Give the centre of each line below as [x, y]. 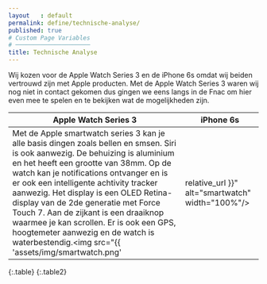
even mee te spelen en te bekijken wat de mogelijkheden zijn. [109, 100]
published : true [35, 30]
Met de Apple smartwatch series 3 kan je [89, 133]
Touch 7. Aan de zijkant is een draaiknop [88, 213]
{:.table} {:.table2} [38, 272]
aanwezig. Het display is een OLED [77, 193]
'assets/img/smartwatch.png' [67, 252]
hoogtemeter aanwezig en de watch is [83, 232]
